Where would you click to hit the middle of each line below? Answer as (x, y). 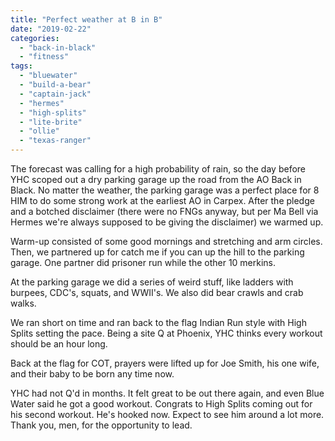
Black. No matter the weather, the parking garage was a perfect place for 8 (165, 190)
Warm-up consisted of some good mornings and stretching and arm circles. (166, 241)
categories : (35, 38)
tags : (21, 66)
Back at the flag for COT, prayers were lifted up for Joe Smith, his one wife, (165, 363)
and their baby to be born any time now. (92, 374)
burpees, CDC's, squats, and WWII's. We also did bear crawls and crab (157, 292)
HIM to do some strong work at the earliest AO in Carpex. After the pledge (162, 200)
